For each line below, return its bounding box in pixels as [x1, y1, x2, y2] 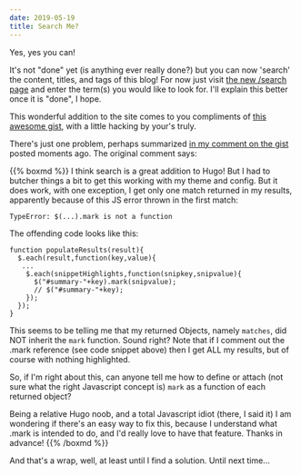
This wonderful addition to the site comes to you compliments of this [9, 111, 266, 122]
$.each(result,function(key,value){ [17, 253, 156, 262]
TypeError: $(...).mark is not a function [9, 212, 173, 221]
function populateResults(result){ [9, 245, 145, 254]
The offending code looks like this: [9, 228, 139, 239]
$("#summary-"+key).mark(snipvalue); [33, 277, 177, 286]
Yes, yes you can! [9, 46, 75, 57]
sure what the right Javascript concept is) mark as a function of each [9, 381, 266, 391]
